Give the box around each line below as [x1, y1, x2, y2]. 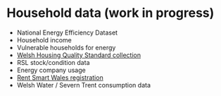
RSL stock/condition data [16, 58, 90, 66]
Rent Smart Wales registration [16, 73, 103, 82]
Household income [16, 35, 72, 44]
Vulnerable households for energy [16, 43, 116, 52]
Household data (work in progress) [6, 5, 215, 21]
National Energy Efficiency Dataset [16, 28, 118, 37]
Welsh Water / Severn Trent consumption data [16, 80, 151, 89]
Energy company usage [16, 66, 86, 74]
